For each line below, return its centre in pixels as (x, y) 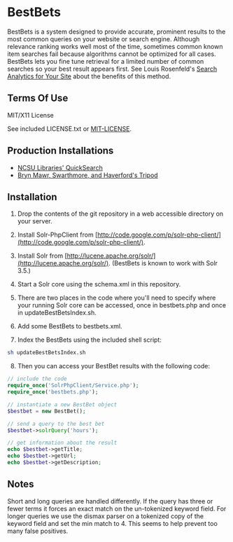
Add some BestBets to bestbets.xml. (70, 326)
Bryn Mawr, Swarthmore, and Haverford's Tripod (88, 175)
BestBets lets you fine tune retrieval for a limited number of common (106, 61)
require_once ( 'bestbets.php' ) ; (53, 392)
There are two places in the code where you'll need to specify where (116, 298)
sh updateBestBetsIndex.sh (47, 353)
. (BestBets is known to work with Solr (163, 263)
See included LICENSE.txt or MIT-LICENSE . (69, 128)
